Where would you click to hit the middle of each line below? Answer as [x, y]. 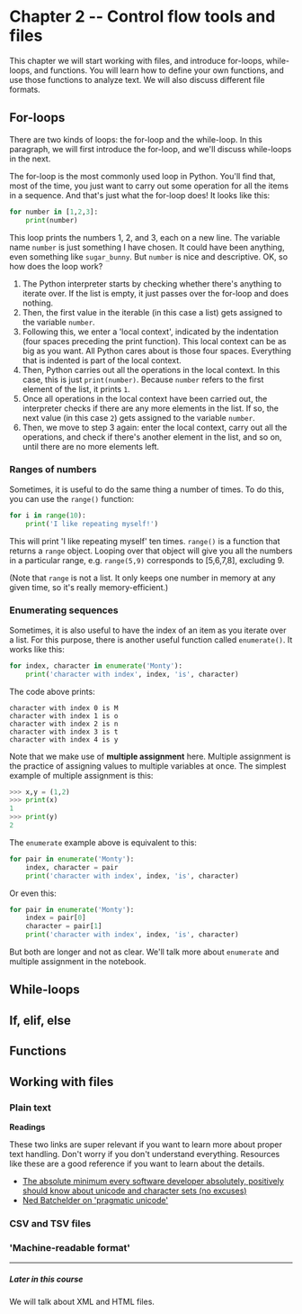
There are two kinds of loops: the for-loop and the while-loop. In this [136, 139]
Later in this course [46, 1279]
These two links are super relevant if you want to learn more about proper [146, 1144]
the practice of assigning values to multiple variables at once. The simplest [148, 766]
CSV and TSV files [50, 1223]
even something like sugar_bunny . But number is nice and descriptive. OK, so [149, 256]
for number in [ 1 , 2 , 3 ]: [54, 212]
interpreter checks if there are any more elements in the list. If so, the [150, 408]
